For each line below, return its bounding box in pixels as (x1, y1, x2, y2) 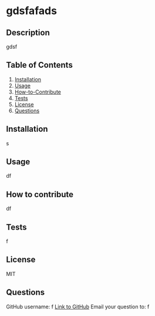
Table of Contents (6, 60, 73, 70)
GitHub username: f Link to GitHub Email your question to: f (6, 303, 150, 310)
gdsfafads (6, 4, 58, 18)
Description (6, 28, 50, 38)
